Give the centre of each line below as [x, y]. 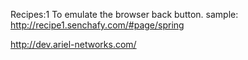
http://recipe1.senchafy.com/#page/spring [97, 25]
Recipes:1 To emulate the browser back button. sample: [124, 14]
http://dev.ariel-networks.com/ [73, 44]
